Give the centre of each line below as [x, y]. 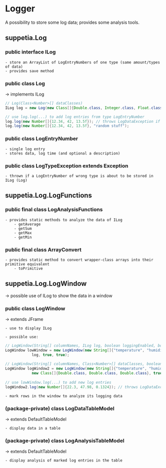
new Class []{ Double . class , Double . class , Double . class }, [91, 373]
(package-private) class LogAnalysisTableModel [65, 440]
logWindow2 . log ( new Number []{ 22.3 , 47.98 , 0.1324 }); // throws [72, 387]
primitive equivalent [27, 264]
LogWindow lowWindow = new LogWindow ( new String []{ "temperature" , [75, 350]
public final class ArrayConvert [43, 250]
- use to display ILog [28, 328]
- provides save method [30, 71]
